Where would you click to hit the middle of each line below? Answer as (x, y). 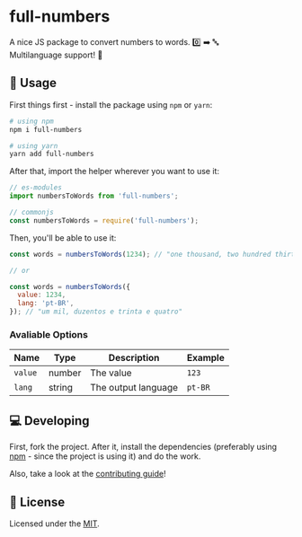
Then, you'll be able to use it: (63, 238)
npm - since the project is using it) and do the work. (105, 456)
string (61, 388)
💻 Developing (49, 421)
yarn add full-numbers (52, 154)
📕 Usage (33, 83)
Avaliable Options (49, 334)
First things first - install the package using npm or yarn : (111, 104)
